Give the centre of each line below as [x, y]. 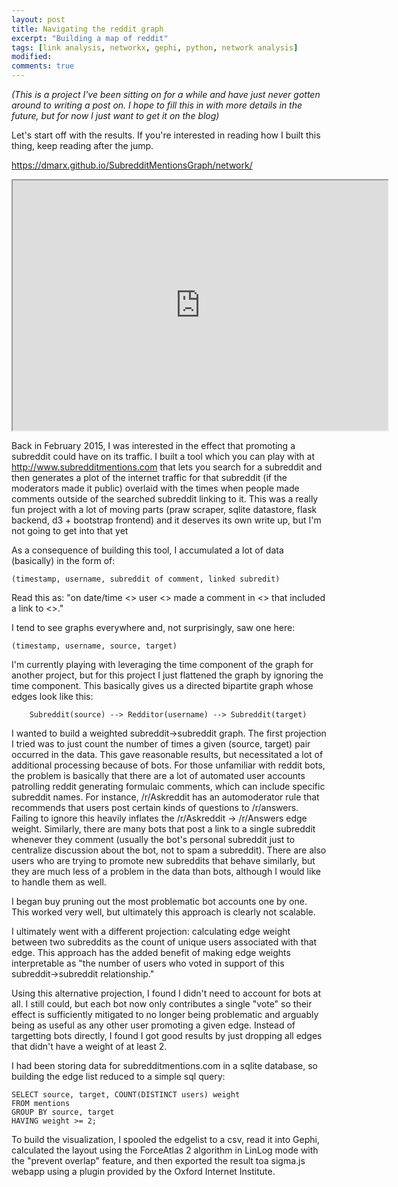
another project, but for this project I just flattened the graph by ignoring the [167, 675]
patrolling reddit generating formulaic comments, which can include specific [168, 786]
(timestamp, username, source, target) [94, 646]
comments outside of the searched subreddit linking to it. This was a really [165, 499]
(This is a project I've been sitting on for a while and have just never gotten [166, 94]
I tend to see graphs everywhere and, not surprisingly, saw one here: [153, 627]
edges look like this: [52, 696]
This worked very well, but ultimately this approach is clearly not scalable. [163, 912]
